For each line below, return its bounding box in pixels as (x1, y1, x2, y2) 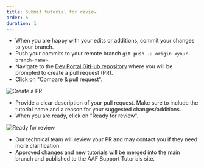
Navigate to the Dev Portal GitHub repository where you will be (15, 63, 173, 70)
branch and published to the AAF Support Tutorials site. (15, 155, 155, 163)
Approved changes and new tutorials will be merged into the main (15, 149, 180, 156)
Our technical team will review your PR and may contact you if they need (15, 136, 198, 143)
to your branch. (15, 43, 54, 51)
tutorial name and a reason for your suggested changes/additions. (15, 106, 181, 113)
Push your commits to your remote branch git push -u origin (15, 50, 172, 57)
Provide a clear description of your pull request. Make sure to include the (15, 99, 199, 107)
